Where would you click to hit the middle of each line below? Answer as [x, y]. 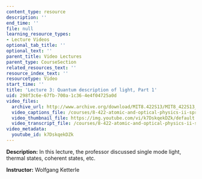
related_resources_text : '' [41, 68]
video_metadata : [26, 129]
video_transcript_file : [41, 124]
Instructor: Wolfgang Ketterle [43, 169]
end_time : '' [23, 23]
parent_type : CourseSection [41, 62]
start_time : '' [25, 85]
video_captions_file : [39, 112]
